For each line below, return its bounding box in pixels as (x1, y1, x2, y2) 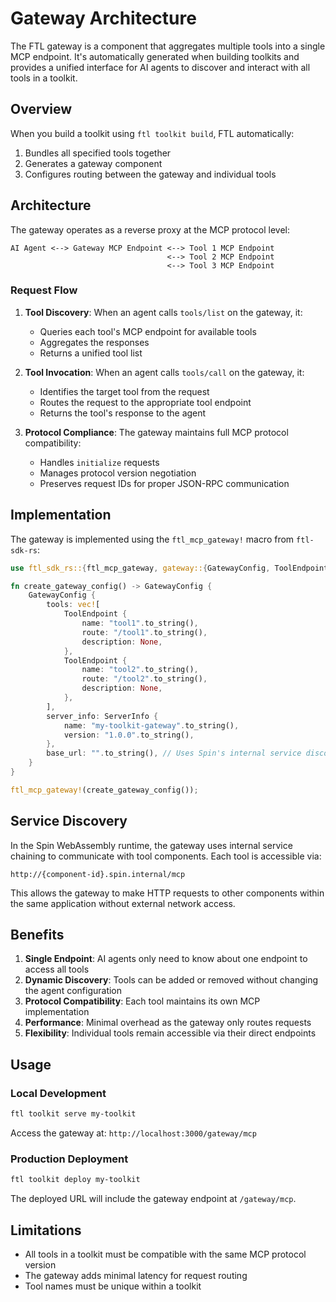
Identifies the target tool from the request (39, 385, 210, 397)
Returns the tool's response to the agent (39, 407, 207, 419)
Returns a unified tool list (39, 347, 143, 359)
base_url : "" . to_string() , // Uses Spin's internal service (46, 748, 302, 759)
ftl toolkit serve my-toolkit (10, 1109, 137, 1119)
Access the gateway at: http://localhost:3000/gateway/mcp (10, 1127, 257, 1139)
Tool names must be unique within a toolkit (24, 1280, 202, 1292)
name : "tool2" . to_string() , (81, 665, 199, 675)
